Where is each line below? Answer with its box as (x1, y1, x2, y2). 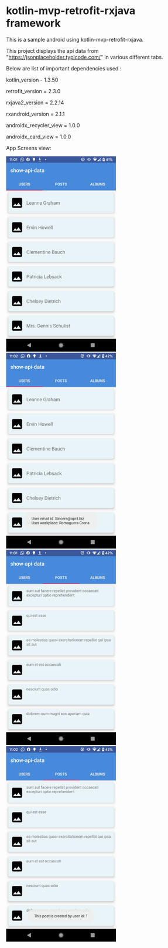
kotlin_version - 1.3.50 (6, 76, 59, 83)
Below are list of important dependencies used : (6, 65, 122, 72)
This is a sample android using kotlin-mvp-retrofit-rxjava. (6, 36, 144, 43)
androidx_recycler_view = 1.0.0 (6, 121, 80, 128)
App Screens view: (6, 144, 52, 151)
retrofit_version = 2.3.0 (6, 87, 61, 94)
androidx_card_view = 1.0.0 (6, 133, 71, 140)
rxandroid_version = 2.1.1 (6, 110, 65, 117)
